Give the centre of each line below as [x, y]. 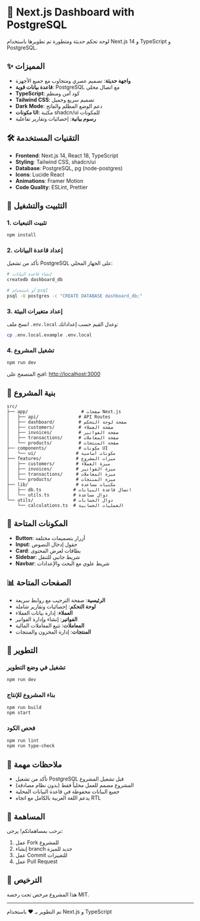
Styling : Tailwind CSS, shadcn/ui [55, 162]
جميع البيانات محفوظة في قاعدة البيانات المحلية [67, 792]
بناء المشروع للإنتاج [31, 695]
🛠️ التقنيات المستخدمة [43, 138]
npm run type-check [31, 746]
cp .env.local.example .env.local [50, 335]
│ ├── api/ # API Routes [59, 417]
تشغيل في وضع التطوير [36, 667]
